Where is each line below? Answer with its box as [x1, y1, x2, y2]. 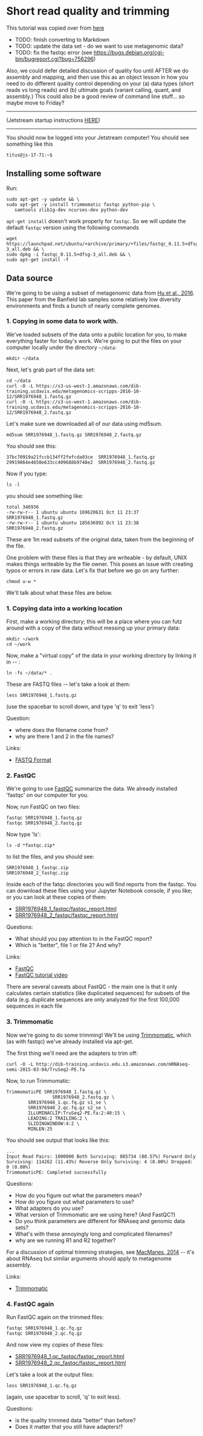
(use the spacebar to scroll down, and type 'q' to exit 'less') [6, 703, 155, 710]
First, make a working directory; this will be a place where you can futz [6, 618, 182, 625]
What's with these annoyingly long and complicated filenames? [14, 1230, 173, 1238]
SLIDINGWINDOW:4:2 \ [28, 1120, 80, 1126]
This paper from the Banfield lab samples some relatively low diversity [6, 295, 181, 303]
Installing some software [6, 168, 101, 179]
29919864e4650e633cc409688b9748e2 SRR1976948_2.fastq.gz [6, 459, 155, 465]
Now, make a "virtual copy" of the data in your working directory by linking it [6, 652, 196, 659]
